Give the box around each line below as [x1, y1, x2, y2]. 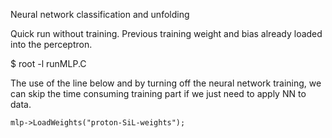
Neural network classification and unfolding [10, 9, 190, 20]
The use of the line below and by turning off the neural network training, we [10, 77, 322, 89]
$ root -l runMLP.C [10, 58, 87, 69]
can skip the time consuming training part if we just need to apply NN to [10, 88, 307, 99]
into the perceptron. [10, 39, 93, 50]
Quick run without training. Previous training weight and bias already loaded [10, 28, 323, 39]
